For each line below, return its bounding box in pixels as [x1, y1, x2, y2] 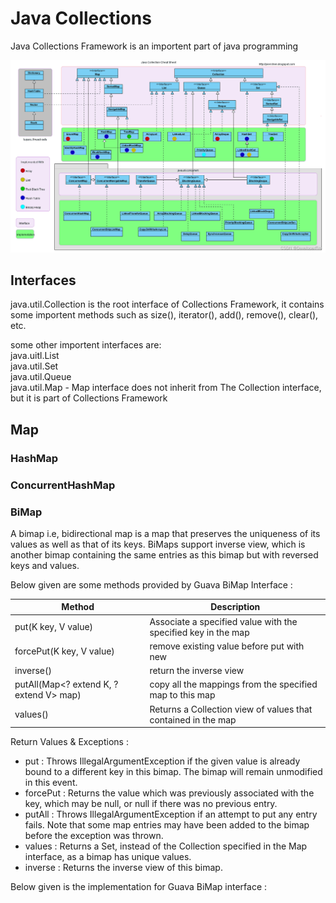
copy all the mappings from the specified [149, 678, 318, 691]
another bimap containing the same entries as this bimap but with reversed [10, 548, 319, 561]
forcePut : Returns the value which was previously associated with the [24, 787, 315, 799]
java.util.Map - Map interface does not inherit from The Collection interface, [10, 382, 322, 394]
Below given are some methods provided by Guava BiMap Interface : [10, 578, 293, 591]
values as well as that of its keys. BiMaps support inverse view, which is [10, 538, 306, 550]
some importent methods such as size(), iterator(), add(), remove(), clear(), [10, 309, 319, 321]
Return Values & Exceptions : [10, 736, 129, 748]
